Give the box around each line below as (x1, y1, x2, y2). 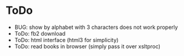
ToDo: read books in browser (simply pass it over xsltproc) (14, 43, 161, 50)
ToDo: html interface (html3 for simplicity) (14, 36, 119, 43)
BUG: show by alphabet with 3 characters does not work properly (14, 23, 178, 31)
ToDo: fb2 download (14, 30, 66, 37)
